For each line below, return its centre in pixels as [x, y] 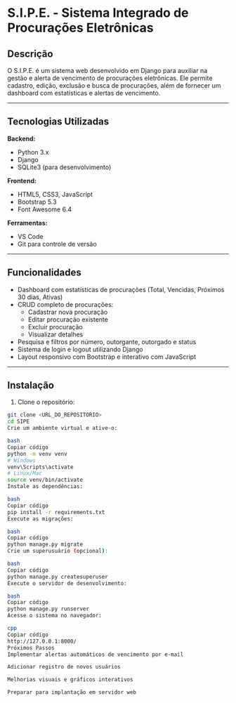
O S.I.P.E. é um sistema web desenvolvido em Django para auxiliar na [107, 71]
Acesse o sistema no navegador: [54, 616]
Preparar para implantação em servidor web [72, 692]
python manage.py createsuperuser [58, 577]
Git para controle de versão [57, 244]
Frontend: [22, 180]
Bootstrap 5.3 [37, 202]
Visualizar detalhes [55, 334]
